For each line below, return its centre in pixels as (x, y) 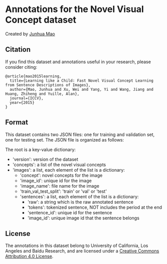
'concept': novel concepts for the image (61, 175)
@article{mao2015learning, (33, 76)
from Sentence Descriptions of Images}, (48, 85)
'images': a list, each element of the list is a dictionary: (69, 170)
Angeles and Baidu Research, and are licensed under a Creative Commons (82, 251)
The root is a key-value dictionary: (41, 150)
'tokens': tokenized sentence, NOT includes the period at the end (95, 207)
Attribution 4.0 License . (29, 256)
